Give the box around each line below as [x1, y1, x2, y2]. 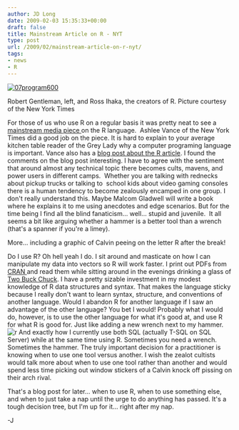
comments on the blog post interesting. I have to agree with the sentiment [7, 156, 225, 165]
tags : [7, 51, 24, 58]
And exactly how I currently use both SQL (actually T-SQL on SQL [19, 327, 212, 336]
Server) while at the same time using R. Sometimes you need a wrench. [7, 335, 218, 344]
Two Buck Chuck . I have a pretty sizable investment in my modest [7, 275, 201, 283]
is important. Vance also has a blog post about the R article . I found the [7, 148, 216, 157]
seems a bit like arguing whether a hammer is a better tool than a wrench [7, 217, 222, 225]
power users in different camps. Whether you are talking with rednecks [7, 171, 218, 180]
